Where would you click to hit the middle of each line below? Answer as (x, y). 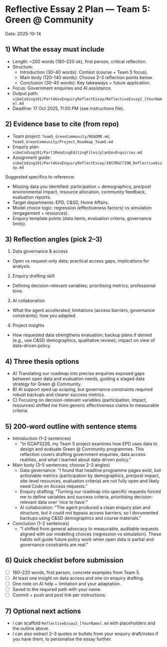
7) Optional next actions (43, 611)
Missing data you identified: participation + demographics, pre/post (82, 186)
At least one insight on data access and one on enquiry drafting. (78, 578)
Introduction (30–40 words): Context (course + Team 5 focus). (84, 72)
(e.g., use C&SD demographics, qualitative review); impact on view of (84, 340)
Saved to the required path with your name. (57, 589)
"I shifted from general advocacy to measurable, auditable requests (89, 529)
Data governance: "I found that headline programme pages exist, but (90, 470)
